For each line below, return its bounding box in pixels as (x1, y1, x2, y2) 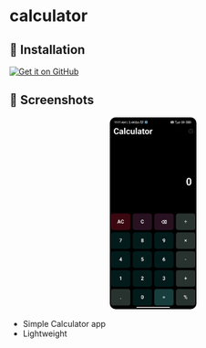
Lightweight (22, 328, 67, 339)
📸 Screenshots (9, 92, 95, 108)
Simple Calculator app (22, 319, 107, 330)
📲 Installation (9, 42, 86, 58)
